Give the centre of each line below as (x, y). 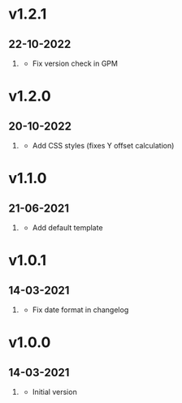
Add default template (67, 227)
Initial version (54, 392)
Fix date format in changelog (80, 310)
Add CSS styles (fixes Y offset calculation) (103, 146)
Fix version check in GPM (75, 63)
